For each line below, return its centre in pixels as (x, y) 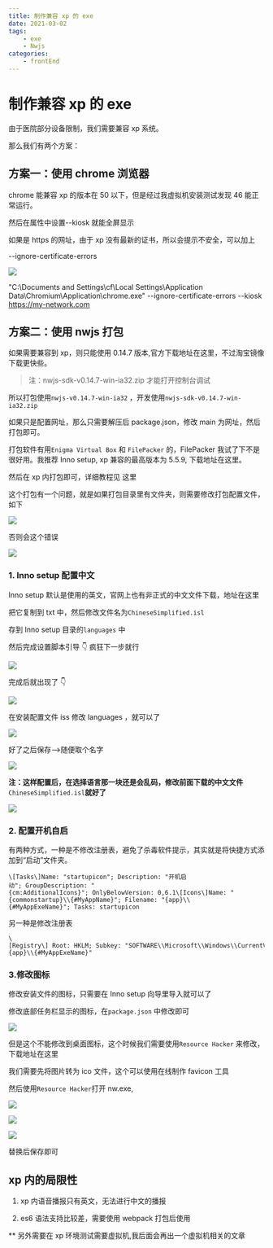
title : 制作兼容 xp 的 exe (51, 16)
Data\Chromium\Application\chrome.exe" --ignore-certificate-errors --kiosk (135, 296)
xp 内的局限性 (43, 1180)
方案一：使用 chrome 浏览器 (79, 174)
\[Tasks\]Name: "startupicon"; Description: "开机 (95, 877)
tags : (17, 31)
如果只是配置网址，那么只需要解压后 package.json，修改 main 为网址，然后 (134, 422)
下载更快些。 (30, 363)
